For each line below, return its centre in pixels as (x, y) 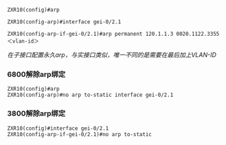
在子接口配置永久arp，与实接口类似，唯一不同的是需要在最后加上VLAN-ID (112, 55)
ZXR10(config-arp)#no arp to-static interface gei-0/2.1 (90, 95)
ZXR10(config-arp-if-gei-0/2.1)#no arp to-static (80, 134)
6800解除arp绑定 (36, 74)
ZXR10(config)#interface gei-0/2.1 (58, 128)
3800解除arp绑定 (36, 113)
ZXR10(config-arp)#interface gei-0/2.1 (64, 22)
